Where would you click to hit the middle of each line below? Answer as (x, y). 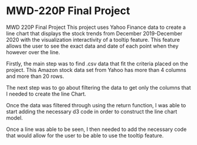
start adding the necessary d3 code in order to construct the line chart (92, 111)
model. (14, 118)
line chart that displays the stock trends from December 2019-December (94, 33)
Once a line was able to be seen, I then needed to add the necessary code (96, 129)
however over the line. (33, 52)
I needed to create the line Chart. (46, 94)
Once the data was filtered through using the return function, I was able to (96, 105)
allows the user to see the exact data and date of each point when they (92, 46)
